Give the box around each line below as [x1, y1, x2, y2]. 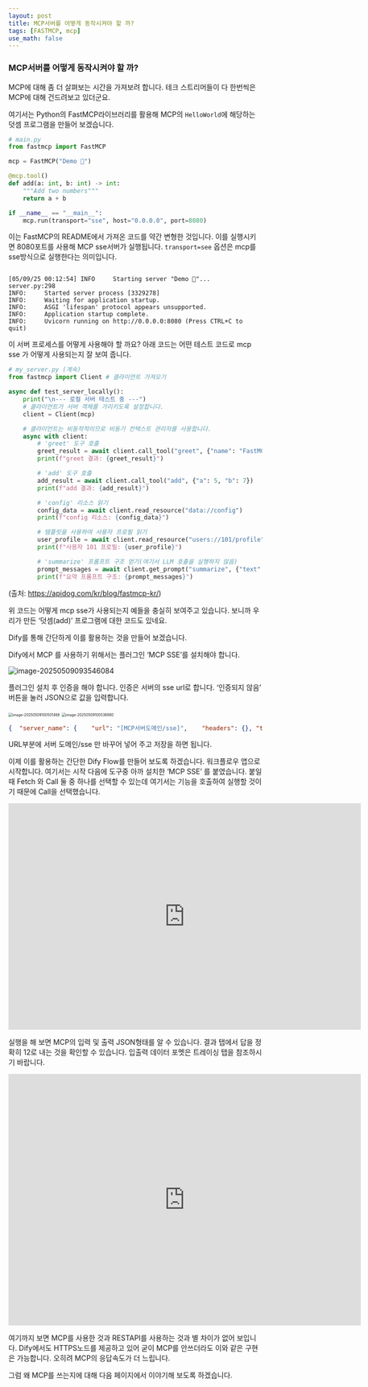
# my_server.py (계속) [8, 365, 81, 374]
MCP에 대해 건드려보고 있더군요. [8, 92, 111, 101]
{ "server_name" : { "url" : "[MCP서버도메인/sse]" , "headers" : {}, [8, 724, 253, 733]
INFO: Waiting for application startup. [8, 296, 160, 304]
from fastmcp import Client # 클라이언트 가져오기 [8, 374, 167, 382]
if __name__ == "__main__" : [8, 208, 103, 217]
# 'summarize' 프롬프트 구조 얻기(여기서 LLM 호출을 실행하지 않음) [37, 557, 238, 566]
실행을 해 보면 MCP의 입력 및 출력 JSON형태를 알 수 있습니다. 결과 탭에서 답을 [8, 1038, 254, 1047]
